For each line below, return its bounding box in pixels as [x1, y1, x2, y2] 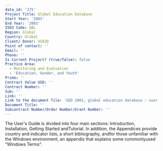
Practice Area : [5, 62, 36, 66]
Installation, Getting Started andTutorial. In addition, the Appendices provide [5, 126, 157, 131]
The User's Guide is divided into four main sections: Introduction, [5, 120, 136, 126]
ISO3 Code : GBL [5, 25, 36, 30]
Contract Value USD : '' [5, 80, 54, 85]
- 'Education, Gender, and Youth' [9, 71, 79, 76]
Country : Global [5, 35, 38, 40]
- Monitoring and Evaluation [9, 66, 69, 71]
